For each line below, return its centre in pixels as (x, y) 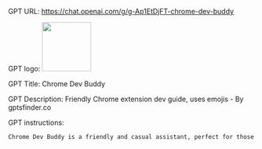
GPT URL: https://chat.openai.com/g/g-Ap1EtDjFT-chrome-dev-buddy (121, 11)
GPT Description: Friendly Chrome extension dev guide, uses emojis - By (126, 99)
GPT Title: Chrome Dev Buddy (57, 84)
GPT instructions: (36, 122)
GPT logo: (24, 69)
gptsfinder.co (30, 107)
